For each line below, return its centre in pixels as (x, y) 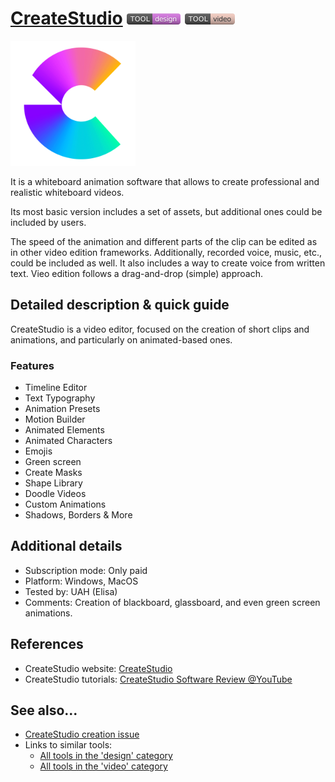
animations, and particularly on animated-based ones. (121, 339)
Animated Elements (64, 430)
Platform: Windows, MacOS (81, 581)
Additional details (66, 546)
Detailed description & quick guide (120, 305)
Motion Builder (55, 419)
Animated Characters (68, 441)
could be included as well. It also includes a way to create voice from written (168, 263)
